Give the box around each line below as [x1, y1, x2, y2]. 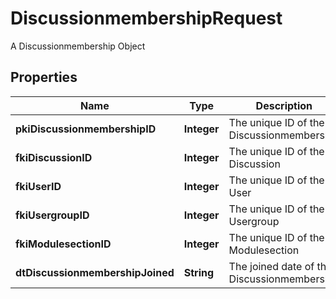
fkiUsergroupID [15, 208, 90, 222]
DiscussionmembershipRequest [10, 7, 283, 30]
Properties [10, 69, 78, 86]
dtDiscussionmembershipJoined [15, 265, 175, 279]
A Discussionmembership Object [10, 40, 146, 52]
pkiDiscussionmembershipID [15, 122, 157, 136]
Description [255, 98, 313, 112]
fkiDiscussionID [15, 150, 93, 164]
